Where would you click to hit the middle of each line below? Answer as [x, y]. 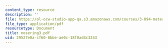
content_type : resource [30, 10]
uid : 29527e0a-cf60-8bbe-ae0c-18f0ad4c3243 [51, 38]
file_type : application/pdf [34, 24]
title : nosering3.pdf [28, 33]
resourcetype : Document [30, 28]
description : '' [22, 14]
